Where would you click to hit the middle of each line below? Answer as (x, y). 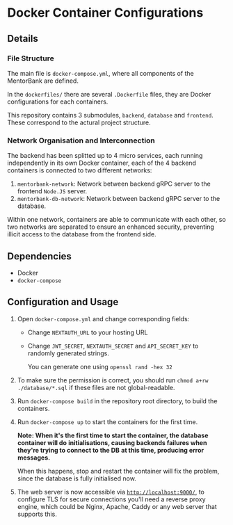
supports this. (37, 514)
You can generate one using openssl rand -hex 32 (100, 366)
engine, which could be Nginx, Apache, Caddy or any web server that (117, 506)
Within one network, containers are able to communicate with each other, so (116, 220)
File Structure (31, 58)
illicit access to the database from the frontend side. (82, 234)
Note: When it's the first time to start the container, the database (113, 435)
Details (23, 39)
